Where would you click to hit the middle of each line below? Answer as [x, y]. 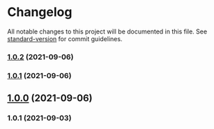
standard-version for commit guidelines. [65, 38]
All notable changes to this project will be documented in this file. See [107, 31]
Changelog [40, 12]
